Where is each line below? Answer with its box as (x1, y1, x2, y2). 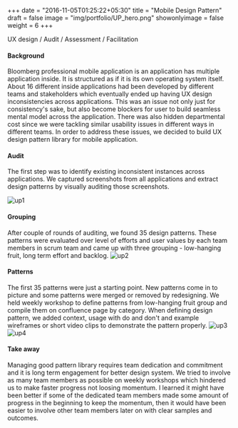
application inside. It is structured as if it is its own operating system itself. (7, 75, 224, 83)
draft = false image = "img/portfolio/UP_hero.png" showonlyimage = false (7, 14, 224, 22)
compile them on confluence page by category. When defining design (7, 306, 213, 314)
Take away (7, 345, 41, 353)
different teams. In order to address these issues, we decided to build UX (7, 127, 222, 136)
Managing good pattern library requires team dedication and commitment (7, 361, 223, 370)
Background (7, 51, 45, 60)
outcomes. (7, 414, 39, 422)
